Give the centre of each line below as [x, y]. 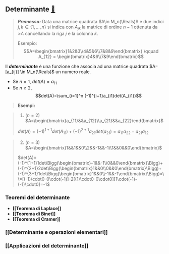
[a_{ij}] [12, 72]
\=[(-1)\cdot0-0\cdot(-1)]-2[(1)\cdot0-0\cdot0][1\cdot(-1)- [77, 179]
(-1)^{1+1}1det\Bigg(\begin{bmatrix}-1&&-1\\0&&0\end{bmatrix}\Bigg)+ [90, 163]
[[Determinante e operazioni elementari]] [57, 232]
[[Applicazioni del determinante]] [47, 246]
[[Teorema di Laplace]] [37, 209]
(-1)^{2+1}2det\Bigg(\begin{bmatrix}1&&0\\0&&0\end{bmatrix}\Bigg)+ [90, 168]
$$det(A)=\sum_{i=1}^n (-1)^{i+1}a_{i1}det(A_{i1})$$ [89, 96]
